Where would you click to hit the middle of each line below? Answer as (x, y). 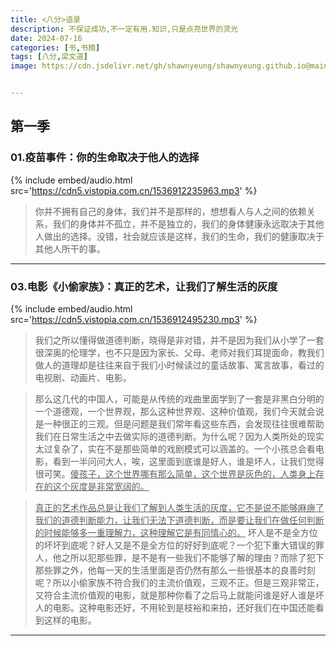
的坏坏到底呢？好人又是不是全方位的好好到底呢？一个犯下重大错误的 (175, 545)
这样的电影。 (70, 620)
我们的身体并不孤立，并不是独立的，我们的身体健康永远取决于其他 (188, 223)
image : (24, 66)
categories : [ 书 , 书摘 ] (55, 47)
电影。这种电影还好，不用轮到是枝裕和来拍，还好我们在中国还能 (184, 607)
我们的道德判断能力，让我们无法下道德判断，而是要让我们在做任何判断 (179, 520)
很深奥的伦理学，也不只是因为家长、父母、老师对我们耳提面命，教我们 (179, 352)
